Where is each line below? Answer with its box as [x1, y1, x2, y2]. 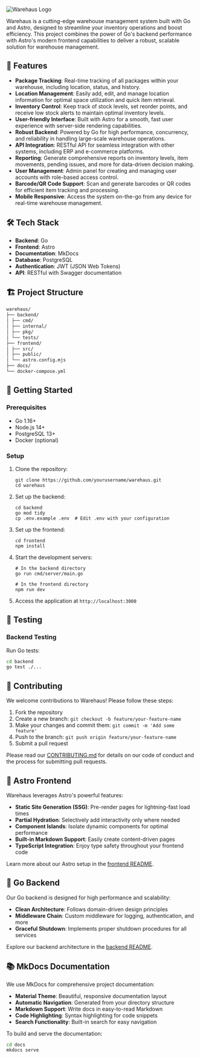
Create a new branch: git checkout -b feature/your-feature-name [15, 715, 181, 723]
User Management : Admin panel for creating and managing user [15, 167, 177, 174]
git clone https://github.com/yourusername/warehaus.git [15, 477, 162, 483]
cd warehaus [15, 482, 45, 488]
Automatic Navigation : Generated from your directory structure [15, 999, 175, 1006]
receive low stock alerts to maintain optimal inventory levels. [15, 109, 166, 116]
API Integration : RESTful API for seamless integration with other [15, 141, 175, 149]
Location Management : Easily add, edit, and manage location [15, 90, 169, 97]
